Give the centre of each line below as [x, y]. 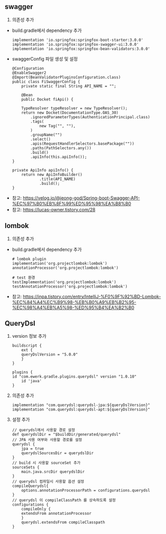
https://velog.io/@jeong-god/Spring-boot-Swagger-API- [81, 198]
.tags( [37, 121]
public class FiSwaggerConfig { [46, 81]
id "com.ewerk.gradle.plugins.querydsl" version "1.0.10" [74, 377]
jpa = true [33, 449]
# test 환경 [23, 278]
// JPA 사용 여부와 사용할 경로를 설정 [47, 440]
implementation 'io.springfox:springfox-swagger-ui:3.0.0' [75, 44]
